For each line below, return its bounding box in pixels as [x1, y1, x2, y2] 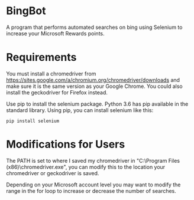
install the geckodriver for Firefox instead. [6, 88, 108, 96]
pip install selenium [6, 118, 60, 124]
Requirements [6, 51, 77, 64]
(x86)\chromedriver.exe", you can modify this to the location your [6, 163, 166, 171]
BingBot [6, 4, 46, 18]
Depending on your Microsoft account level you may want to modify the [6, 181, 181, 188]
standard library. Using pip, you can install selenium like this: [6, 106, 154, 113]
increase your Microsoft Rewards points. [6, 29, 105, 37]
